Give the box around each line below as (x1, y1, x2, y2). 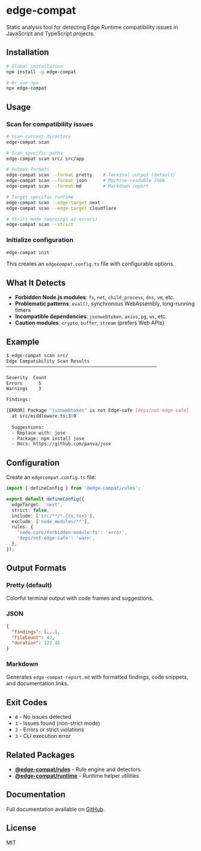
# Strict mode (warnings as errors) (6, 216, 98, 222)
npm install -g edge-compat (6, 69, 77, 75)
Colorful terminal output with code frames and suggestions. (6, 594, 154, 602)
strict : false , (11, 507, 50, 513)
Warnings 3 (6, 386, 42, 392)
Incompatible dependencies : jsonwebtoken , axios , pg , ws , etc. (14, 313, 167, 320)
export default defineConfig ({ (6, 496, 85, 502)
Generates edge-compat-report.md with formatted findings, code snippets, (6, 674, 188, 681)
